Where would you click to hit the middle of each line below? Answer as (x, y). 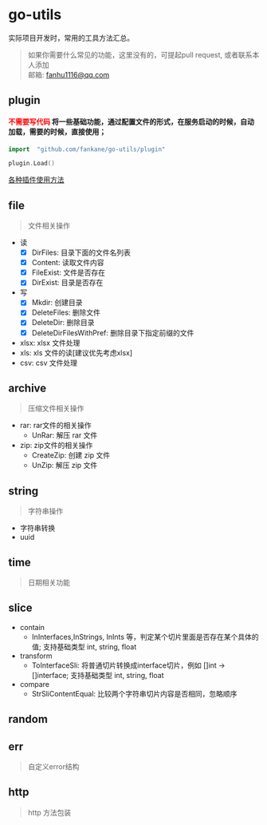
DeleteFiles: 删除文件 (66, 312)
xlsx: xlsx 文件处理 (50, 343)
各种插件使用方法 (36, 180)
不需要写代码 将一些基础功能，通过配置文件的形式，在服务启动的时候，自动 (132, 121)
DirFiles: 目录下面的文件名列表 (81, 252)
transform (36, 656)
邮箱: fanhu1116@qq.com (69, 74)
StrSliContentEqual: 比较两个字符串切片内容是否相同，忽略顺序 (134, 693)
